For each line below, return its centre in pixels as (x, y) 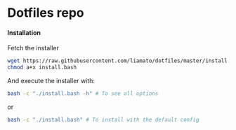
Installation (24, 32)
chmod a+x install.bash (42, 68)
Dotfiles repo (46, 13)
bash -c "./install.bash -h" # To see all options (83, 94)
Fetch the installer (33, 48)
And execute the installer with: (51, 81)
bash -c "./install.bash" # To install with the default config (103, 120)
